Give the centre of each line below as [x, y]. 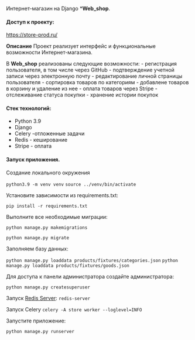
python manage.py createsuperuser [48, 287]
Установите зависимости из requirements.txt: [62, 195]
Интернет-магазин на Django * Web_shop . [58, 8]
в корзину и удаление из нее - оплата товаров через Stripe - [82, 89]
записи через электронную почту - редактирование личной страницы [94, 76]
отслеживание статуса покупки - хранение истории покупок [82, 95]
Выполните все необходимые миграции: [57, 217]
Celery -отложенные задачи [49, 133]
